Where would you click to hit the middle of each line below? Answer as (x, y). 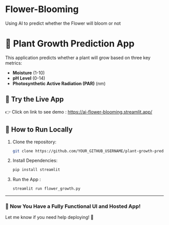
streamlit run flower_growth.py (46, 189)
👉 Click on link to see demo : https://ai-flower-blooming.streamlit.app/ (79, 111)
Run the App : (27, 180)
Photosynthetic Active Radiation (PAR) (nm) (59, 83)
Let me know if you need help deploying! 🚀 (50, 217)
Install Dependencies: (35, 160)
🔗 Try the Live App (34, 99)
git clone (23, 151)
